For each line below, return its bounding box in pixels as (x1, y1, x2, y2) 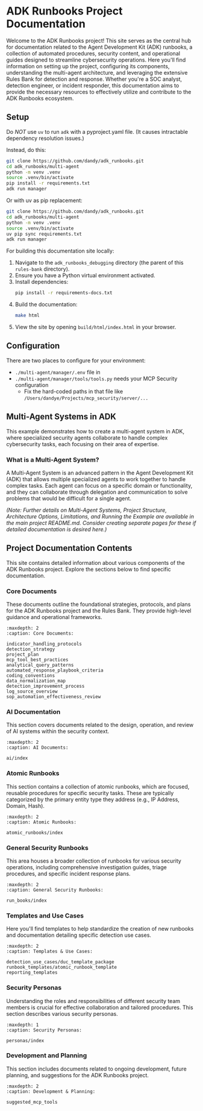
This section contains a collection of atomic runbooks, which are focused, (6, 782, 190, 790)
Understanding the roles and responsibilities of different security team (6, 997, 181, 1004)
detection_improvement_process (6, 683, 85, 690)
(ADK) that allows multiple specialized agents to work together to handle (6, 475, 186, 483)
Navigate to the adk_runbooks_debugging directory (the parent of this (14, 259, 184, 266)
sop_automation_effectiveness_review (6, 694, 101, 700)
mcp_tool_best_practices (6, 657, 69, 663)
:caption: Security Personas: (6, 1027, 83, 1033)
